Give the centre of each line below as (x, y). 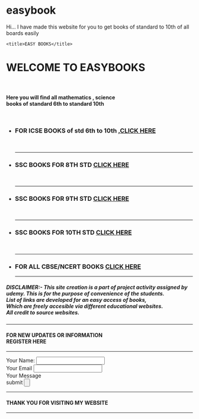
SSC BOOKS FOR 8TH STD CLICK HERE (72, 165)
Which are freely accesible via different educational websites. (85, 306)
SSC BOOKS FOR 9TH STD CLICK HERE (72, 199)
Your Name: (21, 361)
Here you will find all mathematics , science (61, 97)
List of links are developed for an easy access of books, (76, 300)
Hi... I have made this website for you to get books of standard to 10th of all (98, 27)
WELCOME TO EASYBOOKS (76, 67)
